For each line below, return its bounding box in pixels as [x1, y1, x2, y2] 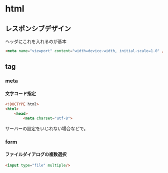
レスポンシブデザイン [5, 24, 71, 33]
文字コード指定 [5, 90, 36, 96]
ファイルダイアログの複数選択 [5, 151, 66, 157]
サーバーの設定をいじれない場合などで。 [5, 125, 88, 131]
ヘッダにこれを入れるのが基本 [5, 39, 66, 44]
